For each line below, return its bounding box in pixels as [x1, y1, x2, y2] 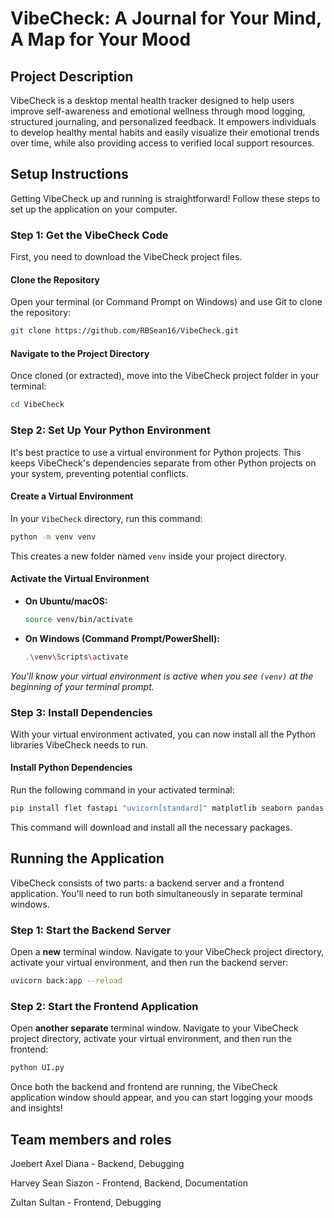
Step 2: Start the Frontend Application [10, 999, 199, 1013]
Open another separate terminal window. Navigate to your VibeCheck [10, 1022, 299, 1034]
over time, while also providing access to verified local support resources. [10, 137, 315, 149]
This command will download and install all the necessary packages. [10, 821, 293, 833]
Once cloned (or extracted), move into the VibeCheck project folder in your [10, 370, 320, 382]
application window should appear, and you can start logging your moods [10, 1092, 313, 1104]
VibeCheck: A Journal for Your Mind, [10, 7, 322, 30]
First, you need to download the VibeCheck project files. [10, 251, 243, 263]
